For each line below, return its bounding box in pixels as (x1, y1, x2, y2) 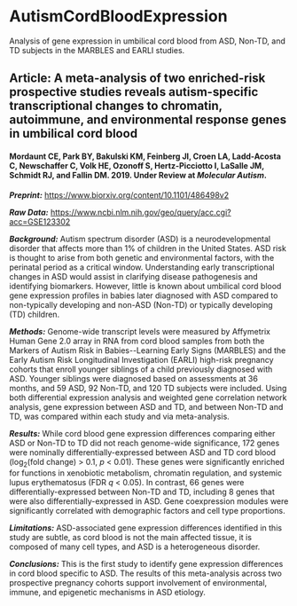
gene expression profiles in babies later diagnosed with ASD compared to (9, 290, 278, 301)
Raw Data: (9, 207, 49, 217)
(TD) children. (9, 309, 60, 319)
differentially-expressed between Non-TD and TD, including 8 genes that (9, 486, 275, 498)
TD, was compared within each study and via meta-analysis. (9, 411, 231, 421)
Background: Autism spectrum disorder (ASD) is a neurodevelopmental (9, 233, 271, 244)
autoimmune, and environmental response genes (9, 113, 286, 128)
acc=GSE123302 (9, 216, 71, 227)
